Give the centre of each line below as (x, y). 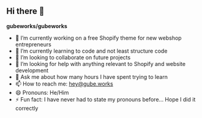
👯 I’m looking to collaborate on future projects (73, 57)
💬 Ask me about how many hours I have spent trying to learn (92, 76)
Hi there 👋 (25, 11)
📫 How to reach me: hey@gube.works (64, 84)
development (32, 70)
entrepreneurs (33, 44)
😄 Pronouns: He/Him (42, 92)
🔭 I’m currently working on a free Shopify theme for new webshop (98, 38)
